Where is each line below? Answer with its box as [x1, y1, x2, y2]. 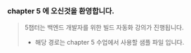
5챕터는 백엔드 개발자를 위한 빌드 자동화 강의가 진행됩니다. [24, 23, 184, 32]
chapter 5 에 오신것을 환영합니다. [7, 6, 114, 15]
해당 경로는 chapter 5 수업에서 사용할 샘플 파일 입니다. [34, 38, 185, 47]
